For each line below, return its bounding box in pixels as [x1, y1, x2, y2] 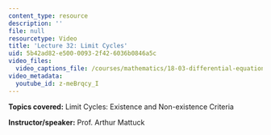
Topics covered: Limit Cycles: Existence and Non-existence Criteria [8, 102, 234, 112]
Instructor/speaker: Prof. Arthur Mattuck [8, 117, 145, 127]
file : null [8, 27, 45, 35]
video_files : [8, 57, 52, 65]
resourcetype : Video [8, 34, 78, 43]
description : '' [8, 19, 63, 27]
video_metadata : [8, 72, 63, 80]
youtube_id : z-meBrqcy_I [15, 79, 99, 87]
